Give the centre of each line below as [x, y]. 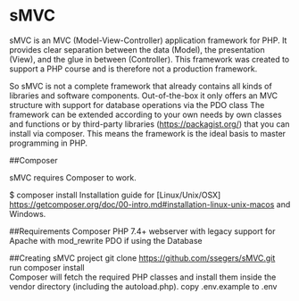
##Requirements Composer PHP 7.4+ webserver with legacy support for [142, 231]
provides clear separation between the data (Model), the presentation [137, 49]
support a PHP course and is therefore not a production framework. [133, 69]
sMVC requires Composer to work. [73, 177]
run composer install [47, 267]
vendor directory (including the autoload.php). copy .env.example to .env [143, 286]
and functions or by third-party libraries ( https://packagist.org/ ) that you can [149, 124]
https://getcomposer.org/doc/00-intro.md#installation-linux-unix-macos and [150, 204]
